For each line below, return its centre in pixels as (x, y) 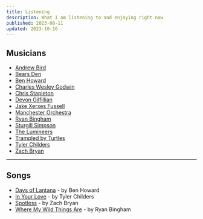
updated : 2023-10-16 (32, 29)
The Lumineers (34, 132)
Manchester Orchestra (43, 113)
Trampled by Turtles (40, 138)
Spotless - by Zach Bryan (47, 203)
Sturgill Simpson (35, 125)
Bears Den (28, 74)
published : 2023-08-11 (35, 23)
